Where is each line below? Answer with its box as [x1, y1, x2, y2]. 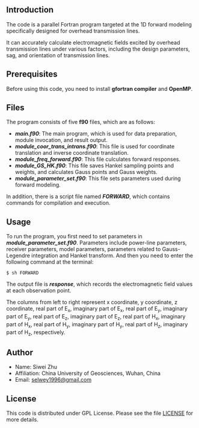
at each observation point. [6, 287, 72, 294]
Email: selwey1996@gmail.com [14, 376, 92, 383]
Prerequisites [6, 69, 58, 79]
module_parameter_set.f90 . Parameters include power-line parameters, [6, 239, 188, 246]
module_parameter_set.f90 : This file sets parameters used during [14, 175, 182, 182]
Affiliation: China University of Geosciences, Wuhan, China [14, 370, 161, 377]
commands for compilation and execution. [6, 199, 111, 206]
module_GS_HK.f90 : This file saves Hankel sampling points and [14, 162, 174, 169]
